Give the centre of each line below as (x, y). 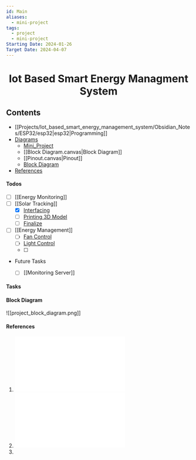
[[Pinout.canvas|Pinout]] (53, 158)
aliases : (17, 17)
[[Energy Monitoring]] (41, 197)
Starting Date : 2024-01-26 (39, 45)
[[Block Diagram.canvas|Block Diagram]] (72, 152)
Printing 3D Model (45, 217)
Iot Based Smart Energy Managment (99, 78)
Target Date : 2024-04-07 (36, 50)
